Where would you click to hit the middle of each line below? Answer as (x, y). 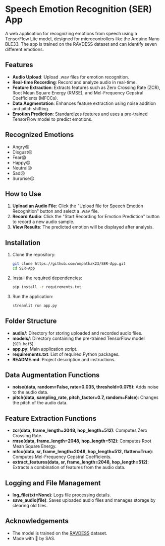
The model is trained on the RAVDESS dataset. (60, 533)
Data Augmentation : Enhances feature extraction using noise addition (84, 103)
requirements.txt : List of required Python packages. (66, 354)
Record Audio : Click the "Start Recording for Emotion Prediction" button (86, 217)
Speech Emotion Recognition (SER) (79, 9)
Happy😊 (21, 162)
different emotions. (25, 49)
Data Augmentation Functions (53, 375)
